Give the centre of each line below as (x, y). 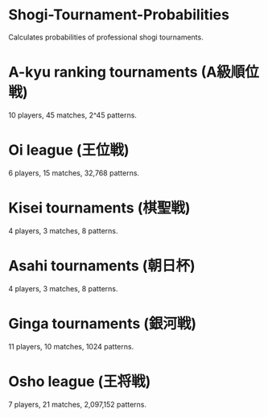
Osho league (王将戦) (80, 381)
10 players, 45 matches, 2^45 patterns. (72, 115)
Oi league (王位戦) (69, 150)
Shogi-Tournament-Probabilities (119, 15)
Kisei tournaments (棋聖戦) (99, 208)
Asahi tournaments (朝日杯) (102, 265)
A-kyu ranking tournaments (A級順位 (134, 72)
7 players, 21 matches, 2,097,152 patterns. (78, 404)
